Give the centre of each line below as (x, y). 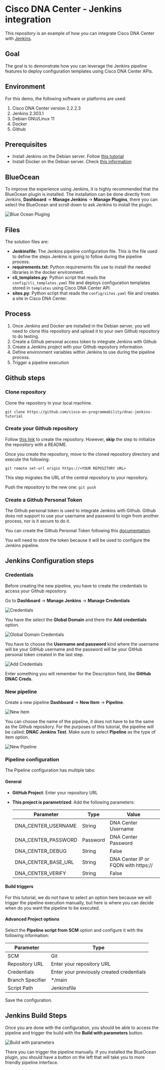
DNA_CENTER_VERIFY (40, 873)
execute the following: (27, 459)
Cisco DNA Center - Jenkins (64, 9)
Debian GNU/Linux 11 (33, 118)
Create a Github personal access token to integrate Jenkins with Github (84, 341)
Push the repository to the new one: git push (51, 487)
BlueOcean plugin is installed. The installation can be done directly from (78, 194)
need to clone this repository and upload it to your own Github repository (86, 331)
